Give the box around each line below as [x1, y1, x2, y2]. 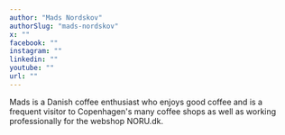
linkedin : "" [9, 55, 59, 64]
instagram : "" [9, 47, 63, 56]
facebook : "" [9, 38, 59, 48]
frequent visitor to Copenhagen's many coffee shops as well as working [9, 105, 277, 117]
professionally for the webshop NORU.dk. [9, 115, 164, 126]
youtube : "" [9, 64, 54, 73]
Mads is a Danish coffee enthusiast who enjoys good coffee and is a [9, 96, 263, 107]
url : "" [9, 72, 39, 81]
